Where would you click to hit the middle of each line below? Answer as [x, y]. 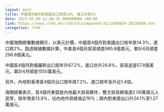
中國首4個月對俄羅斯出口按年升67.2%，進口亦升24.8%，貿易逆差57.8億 [77, 65]
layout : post [18, 10]
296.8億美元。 [20, 55]
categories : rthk [23, 28]
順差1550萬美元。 [47, 71]
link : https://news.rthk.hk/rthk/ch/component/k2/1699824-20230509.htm [80, 23]
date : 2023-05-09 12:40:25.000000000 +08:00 [51, 19]
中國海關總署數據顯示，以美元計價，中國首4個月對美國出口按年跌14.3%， [79, 43]
